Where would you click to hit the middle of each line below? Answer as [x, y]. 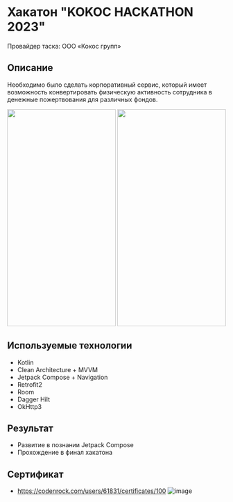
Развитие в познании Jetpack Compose [75, 445]
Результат [31, 428]
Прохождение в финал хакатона [65, 453]
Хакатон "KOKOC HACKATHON [101, 12]
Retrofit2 [30, 384]
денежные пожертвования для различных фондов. [83, 99]
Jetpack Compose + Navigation [62, 377]
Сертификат [35, 474]
